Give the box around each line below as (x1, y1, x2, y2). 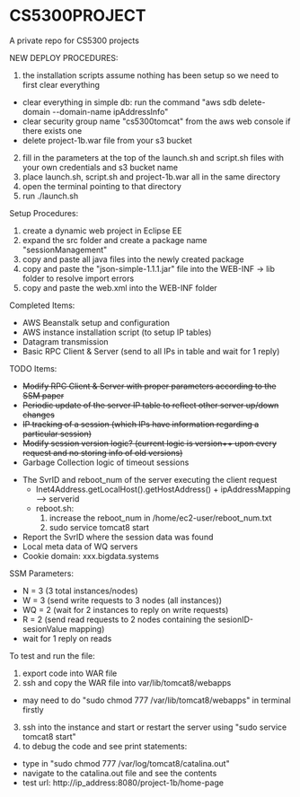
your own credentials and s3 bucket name (22, 162, 178, 172)
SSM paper (22, 390, 65, 400)
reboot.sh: (35, 503, 75, 513)
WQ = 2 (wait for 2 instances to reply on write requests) (22, 604, 229, 615)
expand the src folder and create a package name (22, 234, 207, 245)
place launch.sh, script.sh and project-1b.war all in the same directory (22, 171, 281, 182)
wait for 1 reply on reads (22, 633, 112, 644)
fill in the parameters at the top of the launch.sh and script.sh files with (22, 152, 285, 162)
